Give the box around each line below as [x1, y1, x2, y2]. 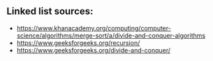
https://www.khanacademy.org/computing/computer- [16, 24, 172, 32]
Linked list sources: [6, 6, 94, 17]
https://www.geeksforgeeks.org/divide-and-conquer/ [16, 46, 171, 54]
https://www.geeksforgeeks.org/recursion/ [16, 38, 140, 47]
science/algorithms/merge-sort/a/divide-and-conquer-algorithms [16, 31, 206, 40]
